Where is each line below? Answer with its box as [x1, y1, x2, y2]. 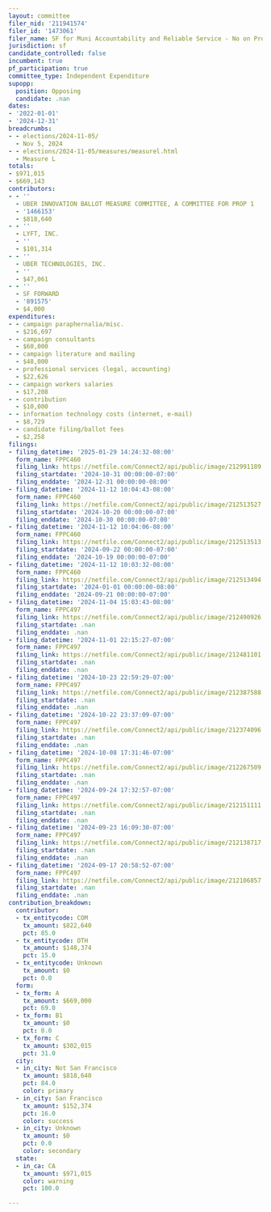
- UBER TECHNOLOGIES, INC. [15, 260, 106, 268]
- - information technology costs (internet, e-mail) [8, 410, 194, 419]
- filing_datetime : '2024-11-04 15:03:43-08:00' [8, 598, 175, 606]
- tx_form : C [15, 1034, 60, 1042]
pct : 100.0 [23, 1185, 60, 1193]
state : [15, 1154, 38, 1163]
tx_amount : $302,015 [23, 1041, 92, 1049]
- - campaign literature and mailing [8, 350, 135, 358]
